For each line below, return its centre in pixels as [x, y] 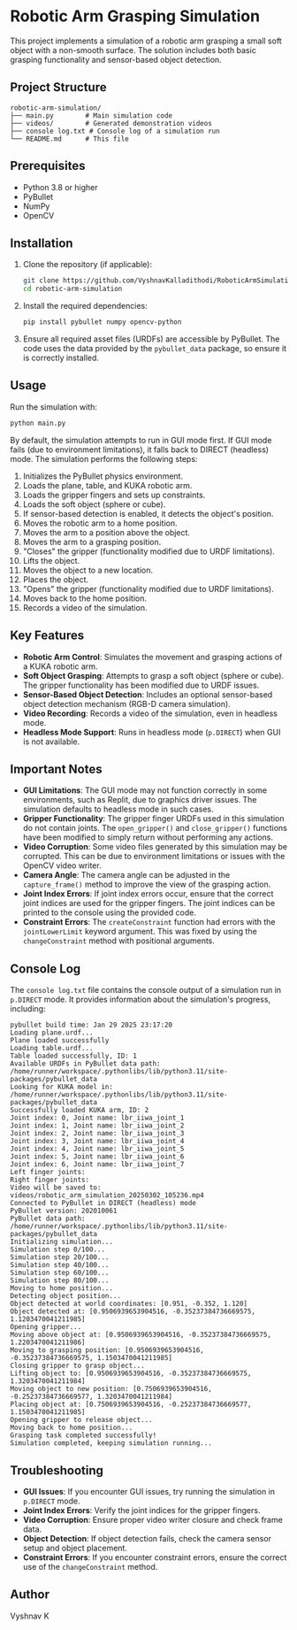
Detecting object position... [66, 1296]
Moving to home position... [62, 1288]
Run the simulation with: [54, 407]
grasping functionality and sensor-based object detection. [116, 59]
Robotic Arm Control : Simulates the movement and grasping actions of [152, 657]
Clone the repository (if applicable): [88, 265]
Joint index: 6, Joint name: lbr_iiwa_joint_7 [97, 1165]
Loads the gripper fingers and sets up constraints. [114, 495]
